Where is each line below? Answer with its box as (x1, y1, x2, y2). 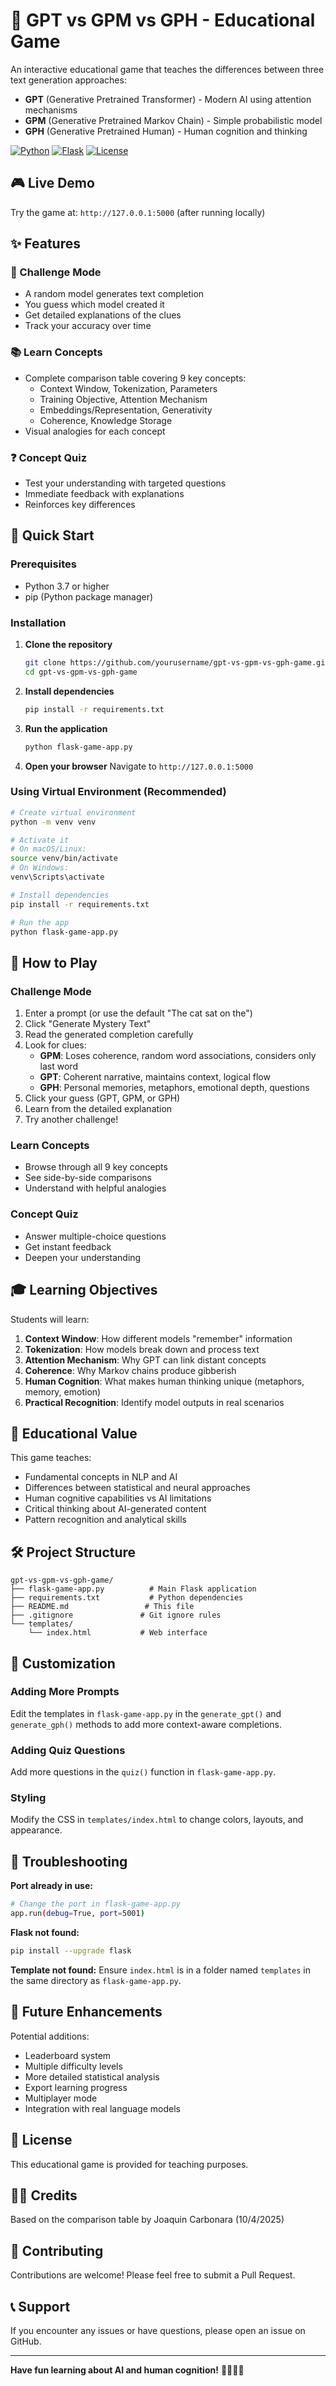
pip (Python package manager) (24, 590, 154, 603)
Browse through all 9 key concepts (24, 1161, 168, 1173)
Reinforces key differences (24, 499, 136, 511)
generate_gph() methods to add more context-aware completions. (10, 1718, 283, 1730)
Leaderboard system (24, 2049, 112, 2061)
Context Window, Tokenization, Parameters (39, 382, 218, 394)
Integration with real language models (24, 2102, 182, 2114)
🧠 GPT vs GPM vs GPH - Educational (10, 9, 316, 32)
